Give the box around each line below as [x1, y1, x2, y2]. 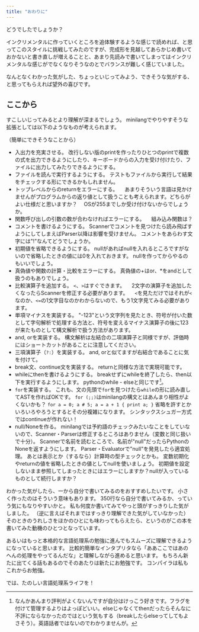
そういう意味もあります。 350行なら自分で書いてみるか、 [37, 495, 178, 502]
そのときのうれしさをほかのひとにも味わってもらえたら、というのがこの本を [6, 517, 192, 524]
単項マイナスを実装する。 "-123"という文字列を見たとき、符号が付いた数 [14, 312, 192, 319]
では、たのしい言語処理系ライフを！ [6, 579, 95, 586]
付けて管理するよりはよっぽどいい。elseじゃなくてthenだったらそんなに [14, 605, 191, 612]
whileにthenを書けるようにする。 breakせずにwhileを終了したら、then [14, 371, 187, 378]
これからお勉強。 [6, 567, 48, 574]
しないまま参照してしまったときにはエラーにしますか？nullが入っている [14, 467, 190, 474]
